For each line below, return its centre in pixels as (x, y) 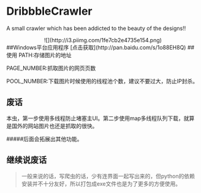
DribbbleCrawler (50, 11)
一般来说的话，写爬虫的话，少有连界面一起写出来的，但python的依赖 (108, 176)
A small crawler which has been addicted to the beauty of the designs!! (96, 28)
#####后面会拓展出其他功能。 (44, 138)
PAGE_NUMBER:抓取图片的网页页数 (51, 68)
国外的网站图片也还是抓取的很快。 (55, 126)
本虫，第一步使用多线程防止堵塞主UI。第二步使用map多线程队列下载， (95, 118)
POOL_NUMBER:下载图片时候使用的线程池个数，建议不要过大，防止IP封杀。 (102, 81)
